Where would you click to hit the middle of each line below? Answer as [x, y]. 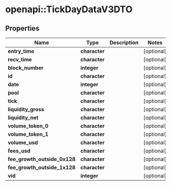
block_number [26, 68]
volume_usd [23, 143]
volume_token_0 [28, 126]
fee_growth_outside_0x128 [42, 159]
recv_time [20, 60]
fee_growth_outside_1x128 [42, 167]
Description [124, 43]
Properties [22, 28]
